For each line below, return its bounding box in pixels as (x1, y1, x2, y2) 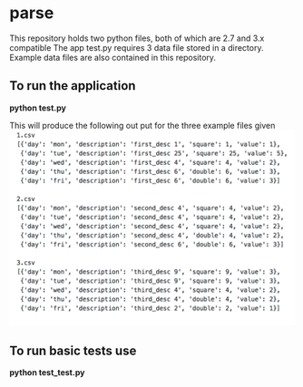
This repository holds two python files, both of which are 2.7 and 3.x (9, 33, 265, 44)
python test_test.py (9, 367, 85, 378)
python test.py (9, 102, 66, 113)
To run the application (9, 78, 136, 93)
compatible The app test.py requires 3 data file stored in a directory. (9, 42, 264, 53)
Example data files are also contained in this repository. (9, 52, 216, 63)
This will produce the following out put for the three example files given (9, 120, 276, 131)
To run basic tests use (9, 343, 137, 358)
